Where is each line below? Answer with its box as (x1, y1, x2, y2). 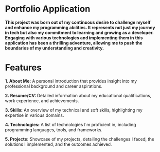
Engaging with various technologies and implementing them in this (5, 35, 143, 41)
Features (5, 62, 42, 73)
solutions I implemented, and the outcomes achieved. (5, 141, 112, 147)
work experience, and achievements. (5, 98, 79, 104)
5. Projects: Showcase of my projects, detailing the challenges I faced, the (5, 136, 155, 142)
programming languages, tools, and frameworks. (5, 127, 103, 133)
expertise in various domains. (5, 112, 64, 118)
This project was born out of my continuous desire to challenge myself (5, 19, 151, 25)
